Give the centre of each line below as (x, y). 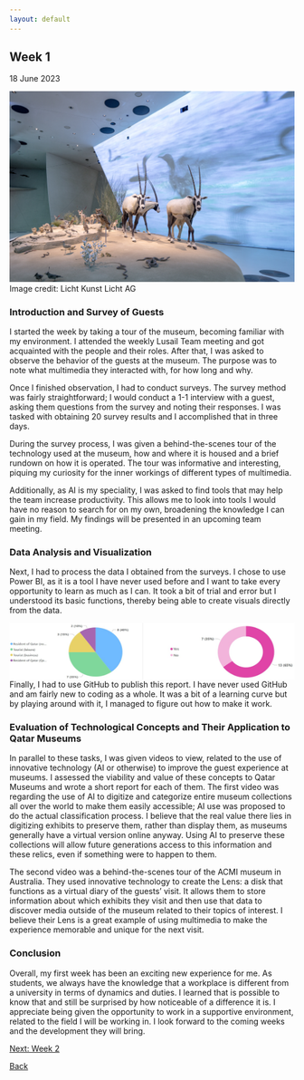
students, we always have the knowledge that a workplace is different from (149, 982)
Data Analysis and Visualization (81, 552)
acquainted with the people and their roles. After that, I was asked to (137, 351)
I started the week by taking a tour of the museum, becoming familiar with (147, 332)
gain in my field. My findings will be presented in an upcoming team (135, 519)
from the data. (36, 611)
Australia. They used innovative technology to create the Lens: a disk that (146, 882)
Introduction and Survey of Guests (87, 312)
